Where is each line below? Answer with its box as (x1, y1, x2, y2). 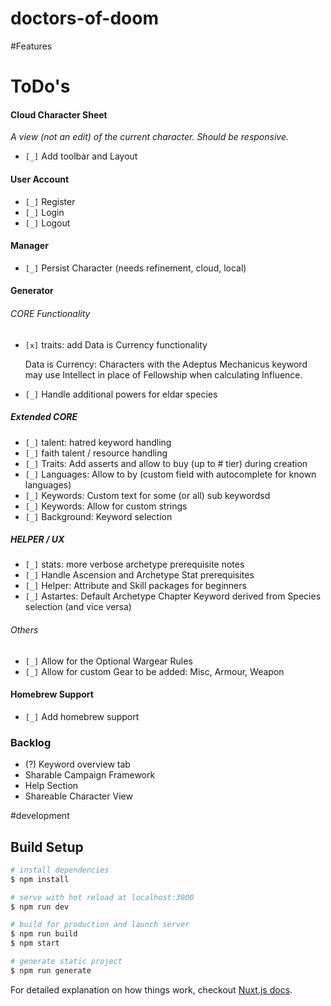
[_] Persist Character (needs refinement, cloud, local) (24, 262, 247, 274)
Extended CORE (10, 411, 78, 423)
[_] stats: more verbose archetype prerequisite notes (24, 558, 245, 571)
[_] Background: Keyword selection (24, 510, 173, 522)
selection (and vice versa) (24, 601, 132, 613)
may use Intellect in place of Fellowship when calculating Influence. (24, 368, 303, 381)
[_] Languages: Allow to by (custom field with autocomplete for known (24, 468, 317, 480)
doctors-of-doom (10, 7, 160, 30)
